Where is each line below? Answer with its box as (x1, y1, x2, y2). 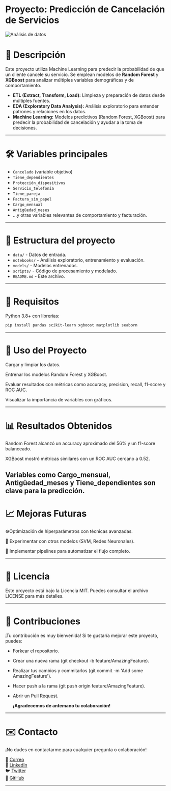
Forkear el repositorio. (12, 648, 60, 654)
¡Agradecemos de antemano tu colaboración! (12, 702, 111, 708)
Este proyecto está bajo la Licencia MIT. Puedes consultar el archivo (5, 588, 149, 594)
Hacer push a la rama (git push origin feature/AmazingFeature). (12, 682, 146, 689)
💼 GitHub (5, 775, 24, 781)
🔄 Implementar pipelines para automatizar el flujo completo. (5, 548, 131, 554)
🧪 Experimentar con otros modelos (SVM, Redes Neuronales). (5, 538, 135, 544)
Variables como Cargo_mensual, (5, 470, 111, 479)
